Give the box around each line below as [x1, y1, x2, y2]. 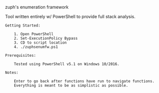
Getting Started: [5, 23, 41, 28]
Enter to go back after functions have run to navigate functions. [14, 79, 155, 84]
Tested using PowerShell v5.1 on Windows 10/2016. [14, 62, 120, 67]
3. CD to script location [14, 40, 67, 45]
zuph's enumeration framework [5, 4, 69, 10]
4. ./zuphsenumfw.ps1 [14, 45, 58, 49]
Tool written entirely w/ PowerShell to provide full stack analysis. [5, 14, 136, 19]
